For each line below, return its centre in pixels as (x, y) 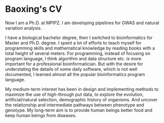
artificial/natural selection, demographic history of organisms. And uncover (82, 99)
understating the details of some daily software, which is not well (71, 69)
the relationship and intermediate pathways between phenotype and (75, 105)
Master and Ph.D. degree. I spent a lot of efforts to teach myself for (73, 42)
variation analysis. (23, 28)
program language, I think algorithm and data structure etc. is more (73, 58)
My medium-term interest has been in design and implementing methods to (82, 89)
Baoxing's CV (34, 9)
